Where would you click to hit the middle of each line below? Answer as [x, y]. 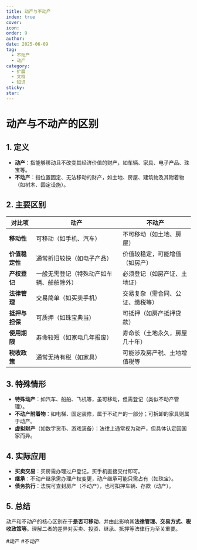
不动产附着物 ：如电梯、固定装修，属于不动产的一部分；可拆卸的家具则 [99, 414]
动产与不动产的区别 [52, 124]
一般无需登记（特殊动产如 [71, 274]
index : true [21, 17]
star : [13, 93]
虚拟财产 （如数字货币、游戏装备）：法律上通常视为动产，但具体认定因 [98, 429]
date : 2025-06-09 [27, 45]
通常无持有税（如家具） [68, 357]
